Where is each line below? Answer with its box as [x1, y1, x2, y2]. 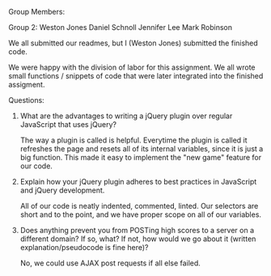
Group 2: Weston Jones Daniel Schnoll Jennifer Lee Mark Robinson [8, 23, 233, 32]
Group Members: [8, 7, 66, 16]
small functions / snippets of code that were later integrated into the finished [8, 71, 264, 80]
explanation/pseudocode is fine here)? [19, 243, 149, 252]
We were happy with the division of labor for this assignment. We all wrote [8, 62, 256, 72]
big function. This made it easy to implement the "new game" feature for [19, 153, 262, 162]
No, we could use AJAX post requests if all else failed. [19, 258, 201, 268]
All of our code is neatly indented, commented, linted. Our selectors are [19, 202, 259, 210]
